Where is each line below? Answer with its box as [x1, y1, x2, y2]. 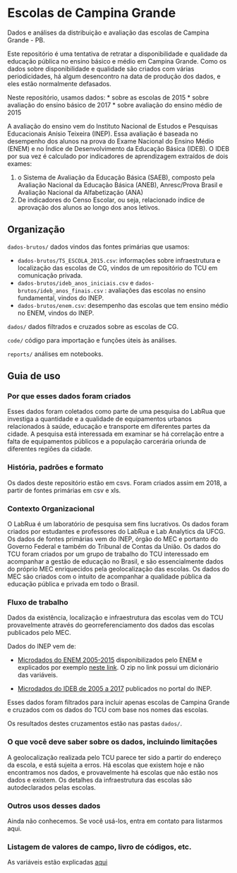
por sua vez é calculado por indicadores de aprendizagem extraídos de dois [7, 152, 229, 160]
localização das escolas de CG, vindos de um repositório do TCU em [17, 263, 218, 272]
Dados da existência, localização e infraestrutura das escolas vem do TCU [7, 613, 224, 622]
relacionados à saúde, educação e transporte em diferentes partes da [7, 422, 210, 431]
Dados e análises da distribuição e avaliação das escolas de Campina [7, 28, 209, 37]
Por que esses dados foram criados [7, 391, 131, 401]
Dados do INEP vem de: [7, 642, 76, 651]
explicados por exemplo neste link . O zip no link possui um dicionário [17, 663, 219, 672]
